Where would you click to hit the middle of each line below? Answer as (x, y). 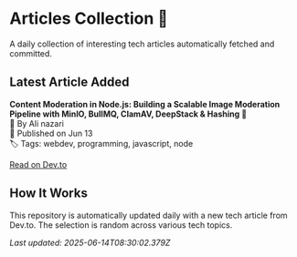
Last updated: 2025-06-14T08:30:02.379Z (90, 242)
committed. (31, 53)
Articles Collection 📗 (89, 19)
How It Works (49, 194)
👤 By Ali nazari (37, 123)
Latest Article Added (69, 82)
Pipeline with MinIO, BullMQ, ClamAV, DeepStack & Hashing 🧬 (128, 114)
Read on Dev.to (38, 164)
